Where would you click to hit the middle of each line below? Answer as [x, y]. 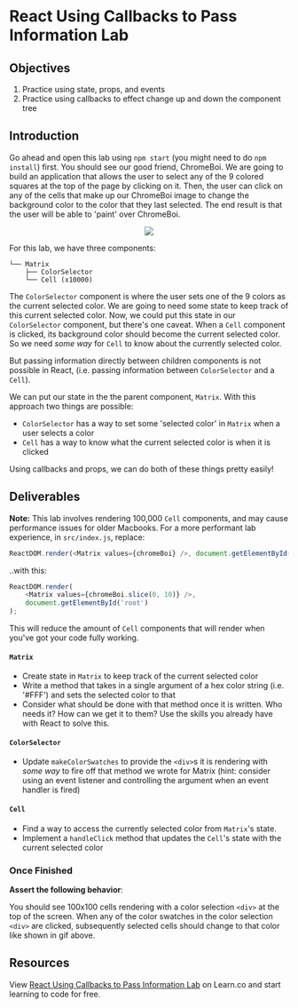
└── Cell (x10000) [59, 280]
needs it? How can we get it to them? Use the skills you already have [147, 714]
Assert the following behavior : [66, 889]
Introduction [44, 136]
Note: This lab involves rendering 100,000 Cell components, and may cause [149, 518]
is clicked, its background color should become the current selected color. [145, 334]
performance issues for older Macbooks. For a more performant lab [133, 528]
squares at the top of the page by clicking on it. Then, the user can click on [146, 186]
